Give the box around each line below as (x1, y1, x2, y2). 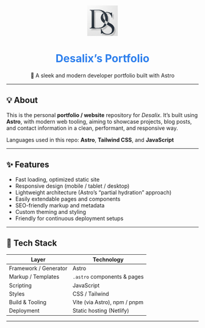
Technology (92, 255, 124, 263)
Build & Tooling (9, 299, 47, 306)
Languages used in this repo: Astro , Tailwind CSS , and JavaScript (6, 136, 174, 143)
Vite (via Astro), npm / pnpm (72, 299, 143, 306)
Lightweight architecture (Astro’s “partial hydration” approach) (15, 188, 172, 196)
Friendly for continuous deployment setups (15, 215, 124, 222)
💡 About (6, 95, 38, 105)
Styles (9, 290, 25, 298)
